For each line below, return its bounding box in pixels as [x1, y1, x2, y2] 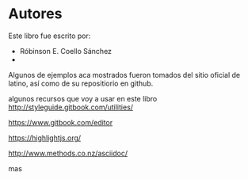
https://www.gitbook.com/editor [8, 117, 113, 127]
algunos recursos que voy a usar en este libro [8, 94, 158, 103]
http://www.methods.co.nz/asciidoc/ [8, 148, 128, 158]
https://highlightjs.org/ [8, 132, 82, 143]
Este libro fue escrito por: [8, 31, 91, 40]
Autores [8, 5, 63, 23]
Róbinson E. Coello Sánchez [19, 46, 113, 56]
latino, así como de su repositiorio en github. [8, 79, 154, 88]
